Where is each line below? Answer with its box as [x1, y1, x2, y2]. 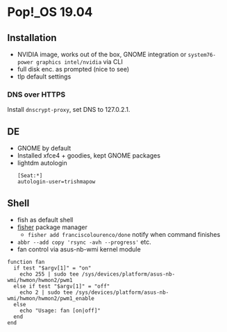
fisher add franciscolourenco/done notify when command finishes [27, 230, 221, 238]
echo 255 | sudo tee [19, 270, 79, 278]
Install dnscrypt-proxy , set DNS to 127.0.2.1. [7, 106, 131, 114]
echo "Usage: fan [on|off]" [19, 307, 101, 314]
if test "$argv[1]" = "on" [13, 265, 92, 272]
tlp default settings [17, 72, 72, 81]
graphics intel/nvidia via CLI [35, 58, 123, 66]
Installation [7, 32, 57, 44]
